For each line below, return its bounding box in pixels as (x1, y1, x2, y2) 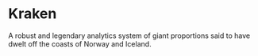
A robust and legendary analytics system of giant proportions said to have (8, 31, 251, 40)
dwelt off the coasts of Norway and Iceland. (8, 39, 152, 48)
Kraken (8, 5, 57, 23)
